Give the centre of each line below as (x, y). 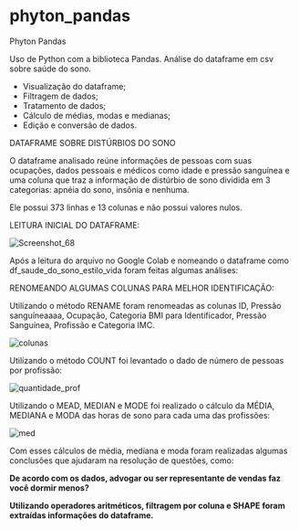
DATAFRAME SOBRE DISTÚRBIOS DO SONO (93, 143)
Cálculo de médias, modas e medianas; (97, 115)
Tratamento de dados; (64, 105)
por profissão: (36, 370)
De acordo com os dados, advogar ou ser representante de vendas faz (145, 478)
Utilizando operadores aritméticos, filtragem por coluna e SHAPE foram (147, 505)
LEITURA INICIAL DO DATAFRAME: (75, 225)
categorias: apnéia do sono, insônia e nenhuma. (99, 189)
